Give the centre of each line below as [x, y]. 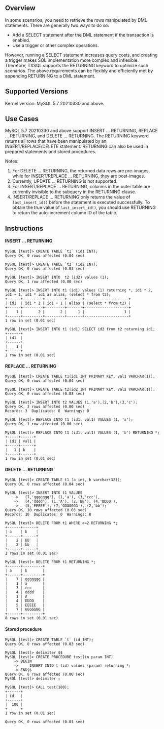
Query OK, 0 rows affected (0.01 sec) [45, 722]
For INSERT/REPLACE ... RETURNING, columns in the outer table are [81, 187]
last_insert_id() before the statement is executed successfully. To [81, 202]
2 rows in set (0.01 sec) [32, 553]
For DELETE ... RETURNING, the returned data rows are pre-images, [81, 171]
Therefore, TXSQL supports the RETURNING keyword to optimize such [77, 65]
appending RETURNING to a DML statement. [50, 76]
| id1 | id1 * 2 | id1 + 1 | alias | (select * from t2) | [68, 303]
